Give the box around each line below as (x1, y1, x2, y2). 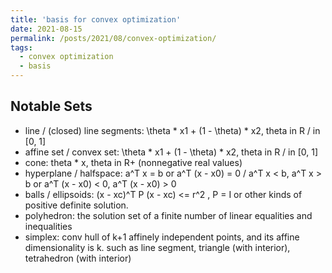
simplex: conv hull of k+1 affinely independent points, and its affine (24, 231, 300, 243)
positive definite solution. (24, 199, 129, 211)
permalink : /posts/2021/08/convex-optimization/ (10, 33, 217, 43)
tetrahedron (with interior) (24, 252, 132, 264)
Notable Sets (10, 98, 93, 115)
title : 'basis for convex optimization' (10, 14, 182, 25)
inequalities (24, 220, 73, 232)
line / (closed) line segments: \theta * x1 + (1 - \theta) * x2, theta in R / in (24, 124, 321, 136)
